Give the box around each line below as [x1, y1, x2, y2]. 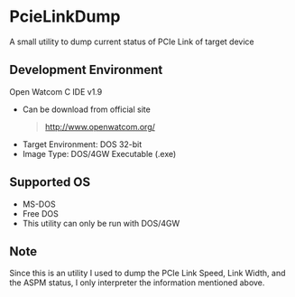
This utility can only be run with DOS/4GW [22, 218, 180, 228]
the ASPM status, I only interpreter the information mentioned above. [9, 277, 265, 288]
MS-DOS [22, 199, 56, 209]
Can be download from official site [22, 104, 151, 115]
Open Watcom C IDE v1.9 [9, 86, 103, 97]
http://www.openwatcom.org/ [44, 121, 156, 132]
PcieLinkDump [9, 6, 121, 27]
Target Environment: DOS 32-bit [22, 138, 143, 150]
